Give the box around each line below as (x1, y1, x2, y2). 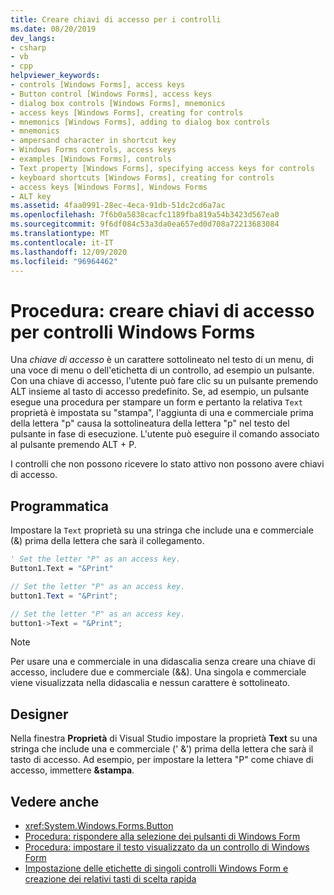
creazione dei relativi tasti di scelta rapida (24, 873, 197, 885)
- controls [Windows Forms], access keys (10, 80, 186, 90)
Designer (10, 706, 69, 723)
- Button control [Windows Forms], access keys (10, 89, 213, 99)
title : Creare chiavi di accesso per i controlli (10, 14, 222, 25)
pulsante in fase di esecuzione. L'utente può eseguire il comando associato (10, 428, 320, 440)
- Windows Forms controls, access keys (10, 145, 177, 155)
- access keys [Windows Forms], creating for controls (10, 107, 244, 118)
